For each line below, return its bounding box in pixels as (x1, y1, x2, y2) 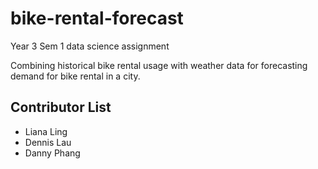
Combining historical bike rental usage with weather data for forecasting (10, 59, 308, 71)
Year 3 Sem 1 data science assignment (10, 40, 170, 52)
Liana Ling (24, 125, 68, 137)
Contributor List (10, 99, 112, 116)
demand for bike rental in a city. (10, 70, 141, 82)
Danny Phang (24, 147, 81, 159)
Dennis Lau (24, 136, 72, 148)
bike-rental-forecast (10, 7, 184, 30)
